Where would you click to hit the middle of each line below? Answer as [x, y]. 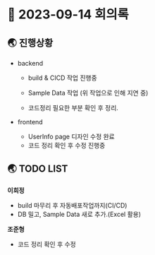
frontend [30, 122]
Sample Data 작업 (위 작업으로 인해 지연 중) [88, 93]
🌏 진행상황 [30, 43]
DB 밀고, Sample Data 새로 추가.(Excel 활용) [79, 214]
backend [30, 63]
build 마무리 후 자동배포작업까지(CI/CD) [72, 205]
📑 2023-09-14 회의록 [68, 14]
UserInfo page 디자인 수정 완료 [71, 136]
